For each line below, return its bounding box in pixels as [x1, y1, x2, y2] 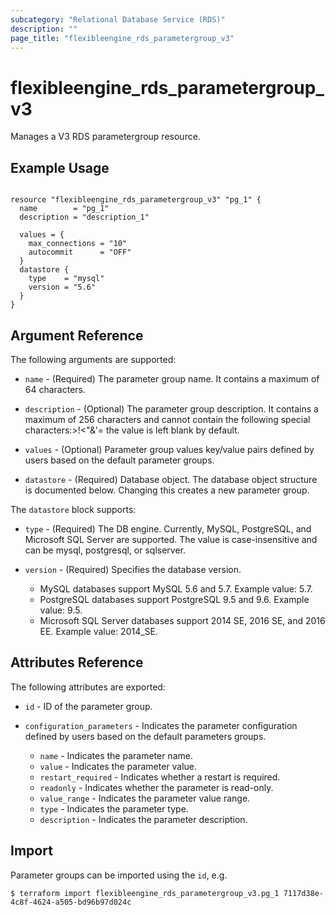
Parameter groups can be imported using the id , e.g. [10, 869, 228, 881]
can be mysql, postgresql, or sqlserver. [24, 544, 187, 556]
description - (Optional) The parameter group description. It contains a [24, 402, 319, 415]
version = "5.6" [28, 282, 97, 293]
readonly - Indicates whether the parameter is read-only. [39, 781, 274, 793]
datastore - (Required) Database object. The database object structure [24, 473, 318, 485]
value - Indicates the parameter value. [39, 760, 198, 772]
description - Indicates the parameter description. [39, 813, 248, 825]
